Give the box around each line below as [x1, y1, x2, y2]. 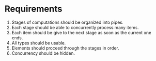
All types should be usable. [11, 40, 66, 46]
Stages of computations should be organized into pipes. [11, 19, 124, 25]
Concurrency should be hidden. [11, 50, 75, 56]
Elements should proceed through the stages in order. [11, 45, 119, 51]
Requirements [4, 3, 62, 15]
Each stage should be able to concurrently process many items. [11, 24, 139, 30]
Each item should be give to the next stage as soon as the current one [11, 30, 152, 35]
